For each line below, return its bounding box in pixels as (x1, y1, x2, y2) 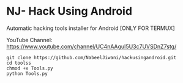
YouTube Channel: (6, 36, 53, 43)
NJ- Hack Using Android (6, 4, 133, 18)
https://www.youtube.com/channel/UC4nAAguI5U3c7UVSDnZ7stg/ (6, 43, 177, 50)
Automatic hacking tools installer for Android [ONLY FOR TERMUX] (6, 24, 176, 32)
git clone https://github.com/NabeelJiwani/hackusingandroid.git (6, 54, 176, 60)
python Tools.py (6, 70, 48, 77)
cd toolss (6, 60, 32, 66)
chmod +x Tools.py (6, 65, 53, 71)
